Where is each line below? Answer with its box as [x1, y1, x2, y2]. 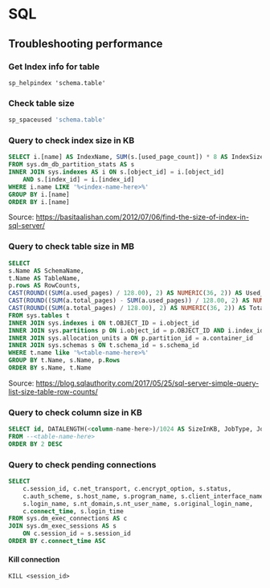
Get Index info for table [8, 61, 100, 72]
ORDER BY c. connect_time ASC [8, 537, 106, 545]
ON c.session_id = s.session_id [22, 529, 131, 538]
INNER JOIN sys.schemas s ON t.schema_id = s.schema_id [8, 341, 199, 349]
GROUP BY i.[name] [8, 190, 70, 198]
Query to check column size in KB [8, 406, 143, 418]
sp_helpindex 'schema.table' [8, 79, 106, 87]
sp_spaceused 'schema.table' [8, 116, 106, 125]
